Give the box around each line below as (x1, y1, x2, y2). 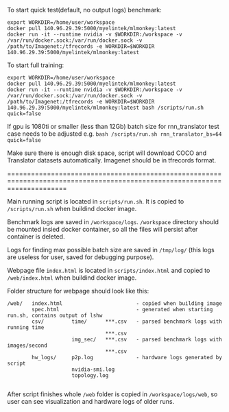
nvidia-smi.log (71, 366, 115, 373)
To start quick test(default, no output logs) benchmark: (7, 6, 162, 14)
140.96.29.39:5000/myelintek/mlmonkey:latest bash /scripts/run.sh (7, 104, 204, 111)
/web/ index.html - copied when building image (7, 300, 223, 307)
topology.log (71, 372, 109, 379)
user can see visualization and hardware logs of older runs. (7, 398, 175, 405)
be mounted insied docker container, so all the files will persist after (7, 226, 198, 233)
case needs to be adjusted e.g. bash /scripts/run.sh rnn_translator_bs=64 (7, 130, 222, 138)
